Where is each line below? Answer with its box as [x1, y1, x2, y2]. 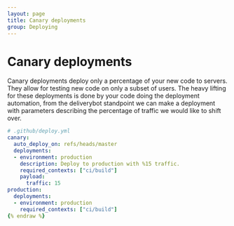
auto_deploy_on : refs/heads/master [13, 141, 118, 148]
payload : [20, 173, 46, 180]
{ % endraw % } [7, 212, 46, 220]
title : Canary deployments [7, 17, 86, 24]
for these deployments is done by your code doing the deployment [7, 92, 200, 100]
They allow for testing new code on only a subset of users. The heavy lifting [7, 84, 226, 93]
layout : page [7, 10, 46, 18]
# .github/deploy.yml [7, 128, 71, 135]
